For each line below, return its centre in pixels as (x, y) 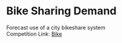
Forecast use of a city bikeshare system (56, 27)
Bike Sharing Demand (61, 11)
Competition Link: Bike (34, 33)
